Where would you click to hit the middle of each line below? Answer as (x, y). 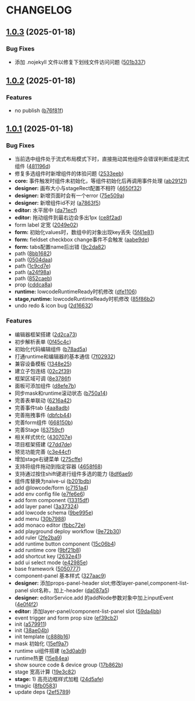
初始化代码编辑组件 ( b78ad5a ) (51, 349)
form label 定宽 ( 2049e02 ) (46, 225)
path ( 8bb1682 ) (33, 253)
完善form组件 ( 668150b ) (44, 422)
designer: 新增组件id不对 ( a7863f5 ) (58, 203)
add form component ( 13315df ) (52, 500)
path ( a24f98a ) (33, 272)
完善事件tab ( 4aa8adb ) (42, 408)
